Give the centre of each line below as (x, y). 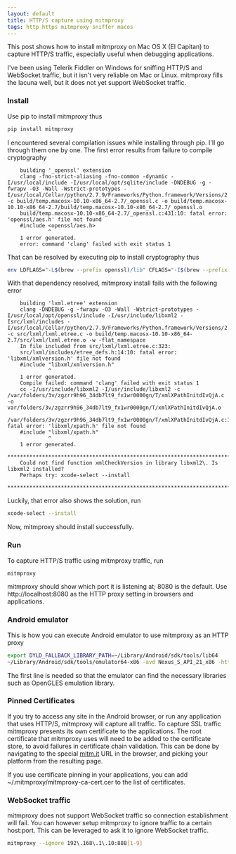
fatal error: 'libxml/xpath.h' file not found (77, 426)
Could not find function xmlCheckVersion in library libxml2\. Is (119, 463)
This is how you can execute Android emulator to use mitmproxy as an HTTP (118, 635)
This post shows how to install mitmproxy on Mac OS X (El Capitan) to (108, 47)
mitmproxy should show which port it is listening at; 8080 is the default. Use (117, 587)
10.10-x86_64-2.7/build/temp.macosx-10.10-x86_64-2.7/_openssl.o (105, 207)
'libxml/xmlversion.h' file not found (64, 359)
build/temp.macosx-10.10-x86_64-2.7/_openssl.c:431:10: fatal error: (124, 213)
